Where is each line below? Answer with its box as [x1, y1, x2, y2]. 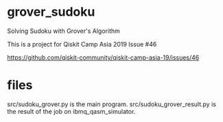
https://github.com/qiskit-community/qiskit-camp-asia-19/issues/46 [7, 53, 200, 62]
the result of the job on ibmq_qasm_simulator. [7, 107, 136, 115]
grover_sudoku [7, 4, 95, 20]
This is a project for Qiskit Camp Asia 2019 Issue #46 [7, 40, 157, 48]
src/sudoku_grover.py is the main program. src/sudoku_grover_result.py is [7, 100, 216, 108]
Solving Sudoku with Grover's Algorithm [7, 27, 120, 35]
